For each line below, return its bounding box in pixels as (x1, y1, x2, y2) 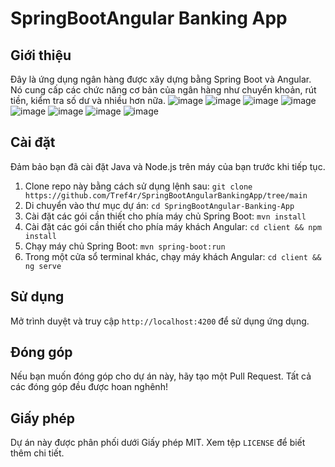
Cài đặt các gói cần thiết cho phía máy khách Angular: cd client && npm (24, 220, 322, 232)
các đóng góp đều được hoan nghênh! (10, 381, 168, 393)
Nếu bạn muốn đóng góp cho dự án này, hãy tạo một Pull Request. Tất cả (10, 370, 312, 382)
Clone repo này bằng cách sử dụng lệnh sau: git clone (24, 180, 253, 192)
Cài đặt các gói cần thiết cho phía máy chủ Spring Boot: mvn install (24, 210, 307, 222)
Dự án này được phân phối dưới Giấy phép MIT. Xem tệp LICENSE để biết (10, 437, 306, 449)
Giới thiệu (10, 47, 72, 64)
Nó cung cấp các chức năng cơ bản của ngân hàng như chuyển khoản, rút (10, 84, 317, 96)
